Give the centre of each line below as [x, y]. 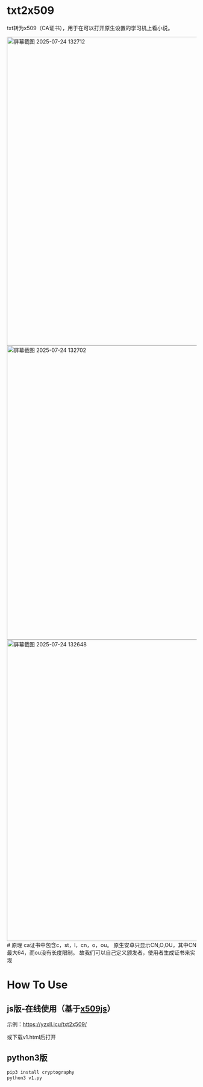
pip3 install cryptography [41, 1072]
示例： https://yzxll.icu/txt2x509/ [47, 1024]
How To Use [37, 985]
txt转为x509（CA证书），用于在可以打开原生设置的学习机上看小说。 [90, 28]
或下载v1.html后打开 [32, 1037]
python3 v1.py [25, 1078]
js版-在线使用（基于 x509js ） [61, 1009]
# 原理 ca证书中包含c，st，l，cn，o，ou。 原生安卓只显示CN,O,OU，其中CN [101, 945]
